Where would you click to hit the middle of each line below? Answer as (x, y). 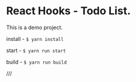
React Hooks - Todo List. (68, 11)
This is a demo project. (34, 27)
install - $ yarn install (35, 39)
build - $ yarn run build (37, 62)
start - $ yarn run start (36, 50)
